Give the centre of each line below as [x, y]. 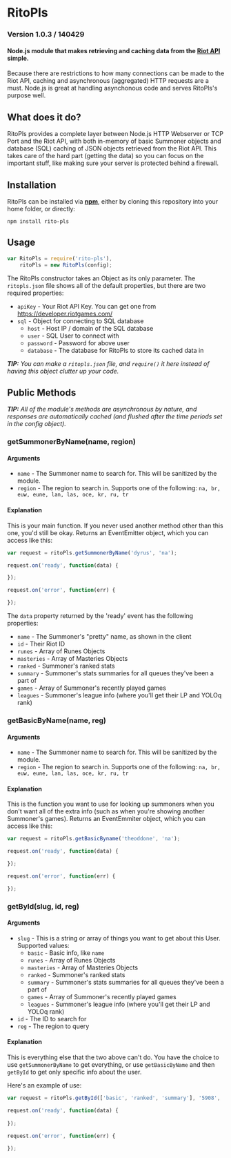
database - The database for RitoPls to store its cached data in [115, 350]
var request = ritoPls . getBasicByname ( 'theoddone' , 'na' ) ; [94, 839]
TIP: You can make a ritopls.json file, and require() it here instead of [108, 363]
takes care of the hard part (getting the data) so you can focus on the [106, 156]
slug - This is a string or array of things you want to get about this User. [119, 938]
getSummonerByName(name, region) [71, 442]
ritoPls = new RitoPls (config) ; [66, 265]
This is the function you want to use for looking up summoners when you [111, 804]
